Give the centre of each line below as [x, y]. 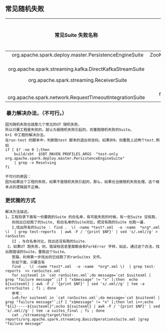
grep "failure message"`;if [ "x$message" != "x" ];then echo [72, 280]
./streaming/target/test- [47, 315]
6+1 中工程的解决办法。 [26, 135]
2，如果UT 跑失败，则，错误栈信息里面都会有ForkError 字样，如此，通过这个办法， [82, 247]
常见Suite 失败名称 [76, 35]
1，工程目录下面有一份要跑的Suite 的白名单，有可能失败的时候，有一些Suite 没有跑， [82, 217]
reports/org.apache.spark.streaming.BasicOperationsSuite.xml [70, 320]
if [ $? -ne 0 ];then [27, 150]
